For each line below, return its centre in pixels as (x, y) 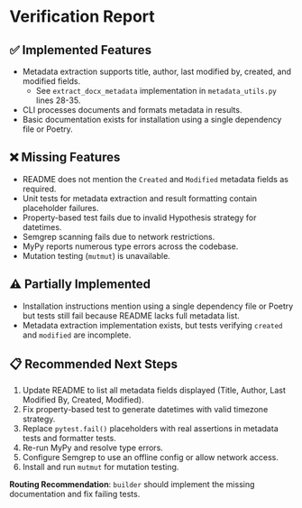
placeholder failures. (60, 208)
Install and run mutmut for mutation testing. (101, 467)
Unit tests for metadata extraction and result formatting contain (139, 198)
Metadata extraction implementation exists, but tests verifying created (152, 325)
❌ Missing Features (65, 157)
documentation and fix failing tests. (75, 494)
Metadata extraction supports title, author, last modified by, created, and (156, 71)
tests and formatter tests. (69, 439)
